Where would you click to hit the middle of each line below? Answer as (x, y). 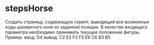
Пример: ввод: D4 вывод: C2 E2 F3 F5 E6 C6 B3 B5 (58, 37)
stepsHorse (29, 8)
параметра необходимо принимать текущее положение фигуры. (73, 32)
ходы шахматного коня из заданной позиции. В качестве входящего (76, 27)
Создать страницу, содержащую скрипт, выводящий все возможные (77, 22)
